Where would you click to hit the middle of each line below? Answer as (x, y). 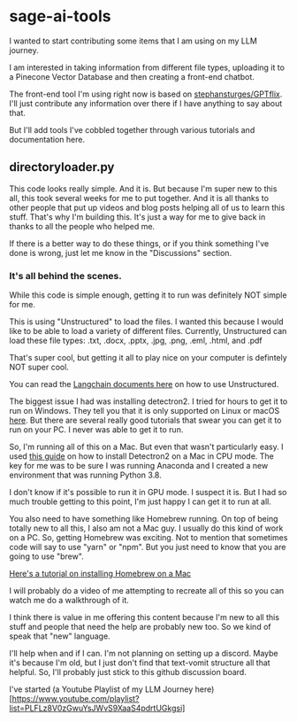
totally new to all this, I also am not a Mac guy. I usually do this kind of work (146, 528)
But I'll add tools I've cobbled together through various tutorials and (132, 129)
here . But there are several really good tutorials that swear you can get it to (145, 420)
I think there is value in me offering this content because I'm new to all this (145, 617)
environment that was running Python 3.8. (85, 475)
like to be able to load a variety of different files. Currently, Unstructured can (148, 331)
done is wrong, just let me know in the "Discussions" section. (121, 252)
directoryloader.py (62, 167)
